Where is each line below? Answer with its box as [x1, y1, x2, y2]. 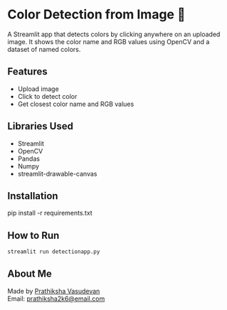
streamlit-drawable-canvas [17, 169, 97, 178]
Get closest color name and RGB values [17, 100, 134, 108]
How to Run [7, 229, 60, 241]
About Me [7, 268, 52, 280]
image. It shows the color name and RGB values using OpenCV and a [7, 37, 210, 46]
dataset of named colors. [7, 45, 81, 53]
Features [7, 65, 48, 77]
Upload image [17, 85, 59, 93]
